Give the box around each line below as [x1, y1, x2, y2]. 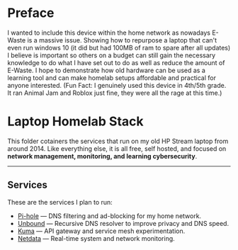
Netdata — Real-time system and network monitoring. [17, 234, 175, 242]
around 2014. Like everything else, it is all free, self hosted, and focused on [7, 144, 227, 153]
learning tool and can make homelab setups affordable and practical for [7, 73, 216, 82]
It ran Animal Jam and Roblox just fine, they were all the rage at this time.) [7, 89, 222, 97]
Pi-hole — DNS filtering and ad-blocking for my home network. [17, 211, 202, 220]
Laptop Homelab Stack [7, 113, 144, 130]
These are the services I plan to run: [7, 198, 113, 206]
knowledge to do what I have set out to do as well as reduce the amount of [7, 58, 225, 67]
